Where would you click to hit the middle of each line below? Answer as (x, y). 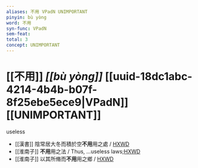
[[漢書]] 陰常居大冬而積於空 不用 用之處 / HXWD (72, 143)
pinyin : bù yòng (26, 17)
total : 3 (17, 39)
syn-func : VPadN (26, 28)
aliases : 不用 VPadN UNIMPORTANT (47, 12)
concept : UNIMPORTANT (33, 45)
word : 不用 (19, 23)
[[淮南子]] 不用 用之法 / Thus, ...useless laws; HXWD (77, 151)
